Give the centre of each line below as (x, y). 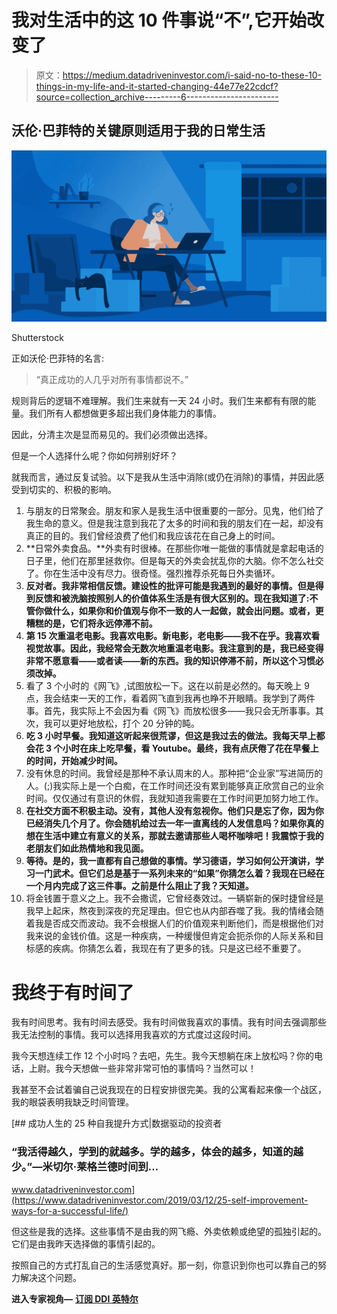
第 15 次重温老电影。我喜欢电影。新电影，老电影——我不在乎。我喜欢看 (173, 636)
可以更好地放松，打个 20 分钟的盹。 (126, 723)
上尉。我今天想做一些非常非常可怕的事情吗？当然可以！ (142, 1068)
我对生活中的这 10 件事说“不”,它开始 (159, 20)
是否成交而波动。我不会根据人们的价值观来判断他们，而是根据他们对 (183, 923)
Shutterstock (37, 338)
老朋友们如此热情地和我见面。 (87, 848)
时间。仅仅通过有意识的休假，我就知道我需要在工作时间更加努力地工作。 (174, 798)
